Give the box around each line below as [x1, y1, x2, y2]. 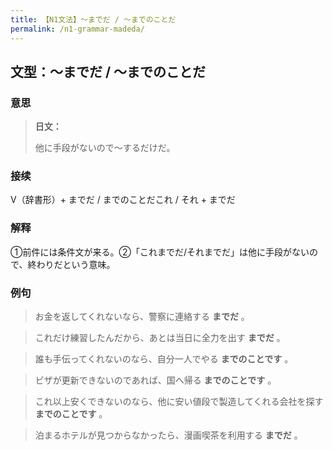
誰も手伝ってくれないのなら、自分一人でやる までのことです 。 [34, 353, 294, 365]
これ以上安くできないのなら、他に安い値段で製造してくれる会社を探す [34, 396, 324, 408]
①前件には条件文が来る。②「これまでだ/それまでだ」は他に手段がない [10, 246, 310, 258]
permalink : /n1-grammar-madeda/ [10, 24, 145, 34]
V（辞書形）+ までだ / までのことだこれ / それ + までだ [10, 194, 236, 206]
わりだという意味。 [36, 258, 116, 270]
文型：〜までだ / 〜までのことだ [10, 63, 207, 80]
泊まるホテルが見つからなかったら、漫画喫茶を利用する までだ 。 [34, 429, 303, 441]
